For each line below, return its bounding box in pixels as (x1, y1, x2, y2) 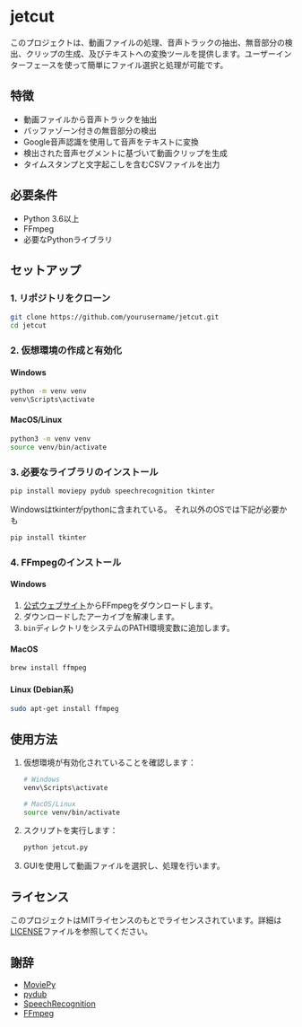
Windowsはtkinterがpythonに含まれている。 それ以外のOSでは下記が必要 (10, 505, 280, 514)
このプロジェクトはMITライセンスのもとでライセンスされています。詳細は (10, 915, 282, 926)
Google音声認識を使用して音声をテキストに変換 (22, 136, 200, 147)
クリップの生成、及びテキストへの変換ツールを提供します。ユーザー (25, 48, 276, 59)
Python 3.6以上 (22, 213, 80, 224)
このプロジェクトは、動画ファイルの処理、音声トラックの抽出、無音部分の (10, 37, 285, 48)
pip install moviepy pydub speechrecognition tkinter (10, 487, 216, 496)
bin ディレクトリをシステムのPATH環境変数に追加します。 (22, 622, 236, 633)
